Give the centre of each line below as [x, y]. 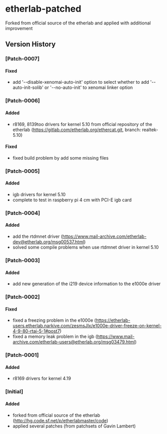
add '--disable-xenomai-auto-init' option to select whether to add [81, 82]
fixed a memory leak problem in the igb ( [55, 336]
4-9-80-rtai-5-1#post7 [36, 331]
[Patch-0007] [22, 59]
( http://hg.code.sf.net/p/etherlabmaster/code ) [60, 420]
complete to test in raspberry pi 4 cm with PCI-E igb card [72, 200]
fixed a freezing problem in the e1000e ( [54, 320]
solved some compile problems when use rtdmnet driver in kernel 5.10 [86, 247]
